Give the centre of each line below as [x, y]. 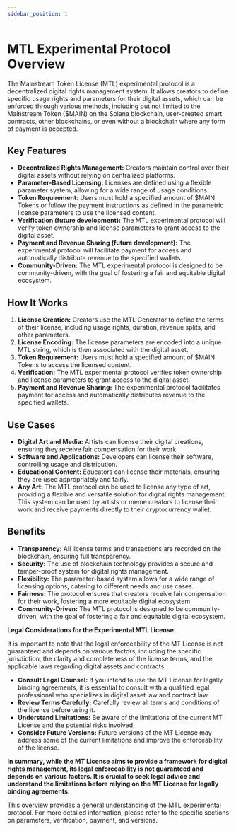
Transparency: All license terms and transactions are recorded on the [119, 548]
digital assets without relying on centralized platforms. [96, 175]
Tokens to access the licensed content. [75, 365]
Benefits [26, 531]
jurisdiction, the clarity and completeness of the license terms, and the [110, 658]
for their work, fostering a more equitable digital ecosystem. [105, 601]
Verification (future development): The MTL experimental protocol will [122, 221]
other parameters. [44, 335]
